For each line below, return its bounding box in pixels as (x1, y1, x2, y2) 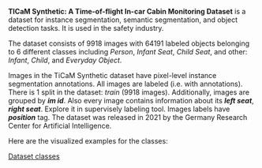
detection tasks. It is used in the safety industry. (8, 24, 164, 32)
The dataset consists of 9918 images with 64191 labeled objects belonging (8, 39, 250, 48)
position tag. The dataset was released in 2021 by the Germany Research (8, 113, 248, 121)
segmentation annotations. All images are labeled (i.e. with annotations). (8, 79, 243, 88)
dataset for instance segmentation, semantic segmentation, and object (8, 15, 238, 24)
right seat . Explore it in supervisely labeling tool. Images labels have (8, 104, 230, 114)
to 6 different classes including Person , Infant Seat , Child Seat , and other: (8, 47, 248, 56)
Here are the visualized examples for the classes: (8, 136, 168, 145)
